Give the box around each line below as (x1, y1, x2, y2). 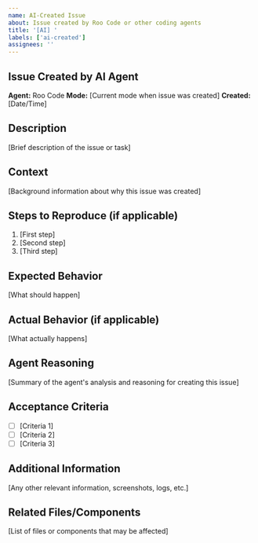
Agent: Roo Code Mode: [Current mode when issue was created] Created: (8, 90, 251, 100)
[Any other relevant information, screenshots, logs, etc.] (8, 482, 189, 492)
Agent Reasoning (8, 357, 94, 370)
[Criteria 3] (19, 438, 55, 448)
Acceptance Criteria (8, 400, 109, 413)
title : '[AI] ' (8, 26, 58, 34)
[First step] (19, 229, 56, 240)
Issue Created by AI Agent (8, 70, 139, 83)
